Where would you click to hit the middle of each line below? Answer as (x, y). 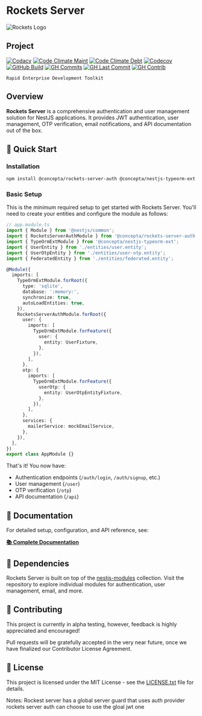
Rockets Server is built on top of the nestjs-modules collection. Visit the (95, 578)
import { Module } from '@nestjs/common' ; (60, 231)
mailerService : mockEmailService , (71, 426)
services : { (37, 421)
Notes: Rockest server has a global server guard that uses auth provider (96, 700)
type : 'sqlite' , (43, 286)
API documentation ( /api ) (47, 497)
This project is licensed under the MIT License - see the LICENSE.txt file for (100, 682)
